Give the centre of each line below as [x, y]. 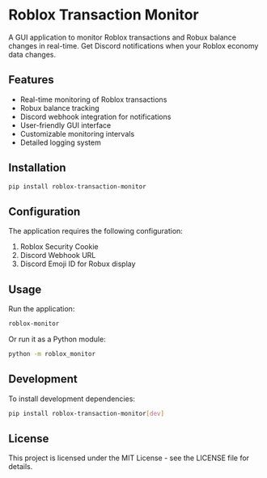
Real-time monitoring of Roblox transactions [93, 99]
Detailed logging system [60, 142]
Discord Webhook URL [58, 256]
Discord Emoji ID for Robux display [78, 264]
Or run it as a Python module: [57, 339]
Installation [37, 168]
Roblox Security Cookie [59, 247]
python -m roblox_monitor [52, 353]
